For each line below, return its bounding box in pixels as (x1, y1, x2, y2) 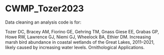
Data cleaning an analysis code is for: (5, 19, 82, 25)
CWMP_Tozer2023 (5, 3, 84, 14)
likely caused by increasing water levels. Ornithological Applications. (5, 44, 145, 50)
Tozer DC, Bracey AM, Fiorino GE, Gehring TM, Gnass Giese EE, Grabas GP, (5, 28, 159, 34)
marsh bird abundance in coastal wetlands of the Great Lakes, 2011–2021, (5, 39, 155, 45)
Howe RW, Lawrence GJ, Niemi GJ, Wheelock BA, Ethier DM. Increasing (5, 34, 151, 40)
